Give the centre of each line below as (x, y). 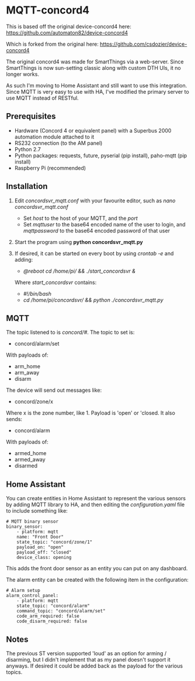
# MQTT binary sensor (32, 522)
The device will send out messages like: (54, 390)
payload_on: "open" (40, 547)
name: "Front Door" (40, 537)
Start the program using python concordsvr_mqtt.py (79, 242)
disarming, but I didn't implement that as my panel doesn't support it (88, 660)
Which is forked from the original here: (53, 44)
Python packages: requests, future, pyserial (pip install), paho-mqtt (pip (101, 155)
